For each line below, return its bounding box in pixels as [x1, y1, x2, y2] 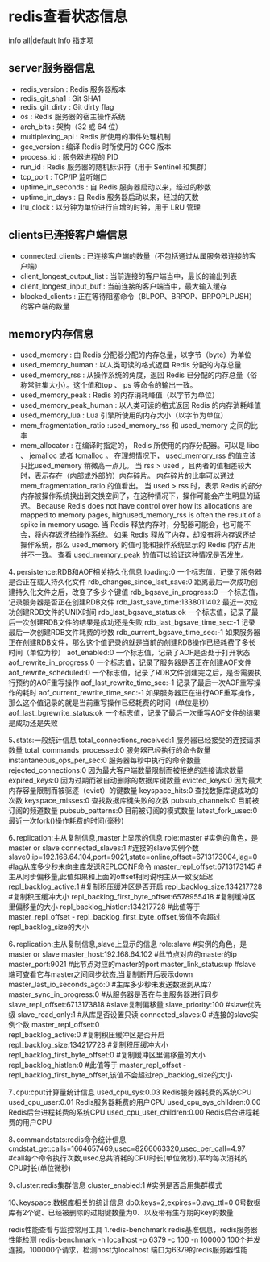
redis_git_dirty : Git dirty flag [19, 102, 114, 111]
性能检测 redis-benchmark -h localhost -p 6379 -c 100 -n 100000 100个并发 [8, 1235, 261, 1245]
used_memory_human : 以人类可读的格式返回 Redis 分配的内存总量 [19, 360, 242, 370]
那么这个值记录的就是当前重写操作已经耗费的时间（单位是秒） [8, 698, 214, 708]
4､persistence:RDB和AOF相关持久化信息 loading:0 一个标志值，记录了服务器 [8, 567, 263, 577]
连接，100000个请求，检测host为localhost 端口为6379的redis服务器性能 [8, 1245, 248, 1255]
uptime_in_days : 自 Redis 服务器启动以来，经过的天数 [19, 192, 199, 201]
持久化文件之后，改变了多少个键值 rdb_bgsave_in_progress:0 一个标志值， [15, 587, 263, 597]
